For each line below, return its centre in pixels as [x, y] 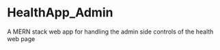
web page [21, 38]
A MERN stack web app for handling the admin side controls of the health [110, 32]
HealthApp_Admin [60, 13]
